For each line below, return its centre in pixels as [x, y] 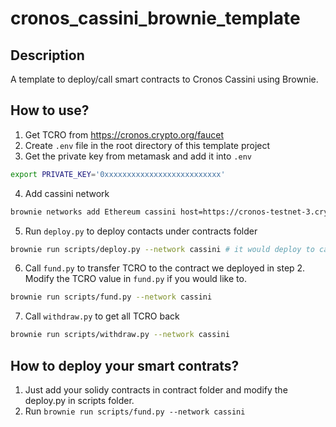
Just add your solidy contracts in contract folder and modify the [156, 390]
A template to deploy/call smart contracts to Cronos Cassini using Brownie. [164, 79]
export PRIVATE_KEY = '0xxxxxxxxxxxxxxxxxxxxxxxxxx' [118, 174]
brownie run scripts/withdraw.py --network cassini [120, 335]
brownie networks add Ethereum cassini [93, 212]
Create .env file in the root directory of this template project [147, 145]
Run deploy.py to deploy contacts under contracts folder [141, 231]
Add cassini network [67, 193]
